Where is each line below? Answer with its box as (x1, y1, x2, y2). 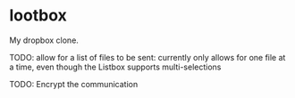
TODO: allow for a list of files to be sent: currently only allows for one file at (9, 52, 286, 62)
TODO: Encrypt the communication (9, 78, 139, 89)
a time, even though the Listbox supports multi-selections (9, 61, 222, 72)
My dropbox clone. (9, 35, 79, 45)
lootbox (9, 5, 67, 26)
